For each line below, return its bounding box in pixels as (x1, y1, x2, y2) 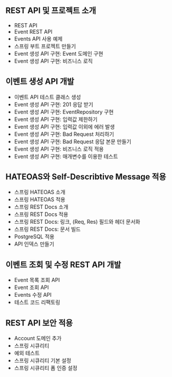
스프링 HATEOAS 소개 (14, 189, 66, 196)
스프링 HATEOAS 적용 (14, 196, 66, 203)
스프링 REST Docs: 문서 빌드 (14, 226, 81, 233)
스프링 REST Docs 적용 (14, 211, 69, 218)
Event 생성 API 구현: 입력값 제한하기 (14, 115, 98, 123)
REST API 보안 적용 (5, 318, 73, 328)
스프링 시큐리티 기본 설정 (14, 357, 72, 364)
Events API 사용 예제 (14, 35, 63, 42)
